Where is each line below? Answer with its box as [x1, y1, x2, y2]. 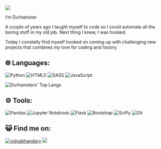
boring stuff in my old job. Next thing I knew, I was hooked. [5, 29, 127, 35]
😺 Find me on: [5, 124, 51, 133]
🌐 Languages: [5, 59, 50, 67]
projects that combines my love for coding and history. [5, 44, 118, 50]
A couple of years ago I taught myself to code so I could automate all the [5, 24, 155, 30]
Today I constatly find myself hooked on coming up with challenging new [5, 39, 156, 45]
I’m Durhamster [5, 14, 37, 20]
